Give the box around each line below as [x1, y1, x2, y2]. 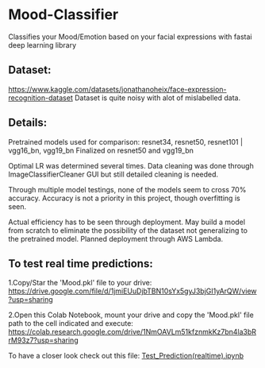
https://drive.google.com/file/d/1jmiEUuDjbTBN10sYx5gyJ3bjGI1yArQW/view [8, 286, 257, 296]
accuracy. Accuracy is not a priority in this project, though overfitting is [8, 193, 240, 203]
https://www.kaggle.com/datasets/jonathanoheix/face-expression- [8, 84, 228, 94]
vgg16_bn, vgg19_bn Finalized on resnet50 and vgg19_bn [8, 145, 194, 155]
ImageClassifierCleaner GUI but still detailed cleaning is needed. [8, 169, 219, 179]
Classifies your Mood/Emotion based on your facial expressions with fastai [8, 32, 252, 41]
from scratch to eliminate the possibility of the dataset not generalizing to [8, 225, 248, 235]
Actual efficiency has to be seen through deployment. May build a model [8, 217, 246, 227]
